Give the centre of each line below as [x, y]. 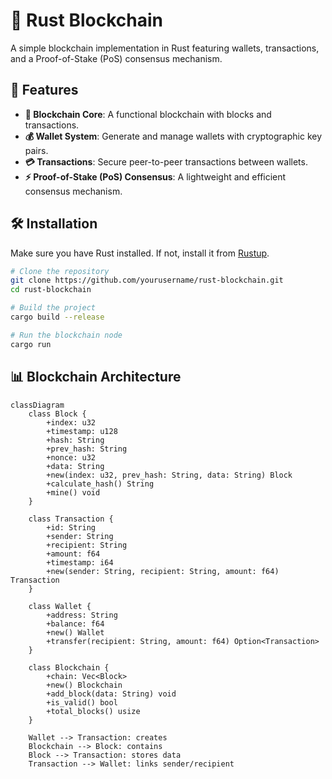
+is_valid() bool [82, 702]
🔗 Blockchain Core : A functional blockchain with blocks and [148, 114]
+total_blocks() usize [93, 711]
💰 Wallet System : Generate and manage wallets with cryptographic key [173, 136]
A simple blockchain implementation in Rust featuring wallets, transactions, [165, 48]
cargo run [31, 344]
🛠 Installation [54, 224]
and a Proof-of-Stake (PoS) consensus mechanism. [116, 58]
